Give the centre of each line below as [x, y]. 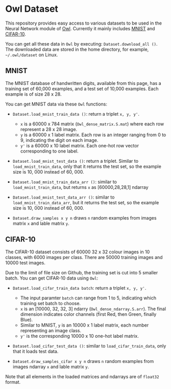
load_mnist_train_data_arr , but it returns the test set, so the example [86, 202]
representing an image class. [51, 330]
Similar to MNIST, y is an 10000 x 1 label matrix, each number [84, 325]
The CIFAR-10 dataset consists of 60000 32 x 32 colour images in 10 [78, 252]
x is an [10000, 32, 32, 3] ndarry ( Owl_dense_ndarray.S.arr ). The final [93, 309]
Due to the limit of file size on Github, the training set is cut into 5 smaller [82, 272]
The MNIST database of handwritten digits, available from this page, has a [83, 83]
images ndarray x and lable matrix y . [51, 366]
